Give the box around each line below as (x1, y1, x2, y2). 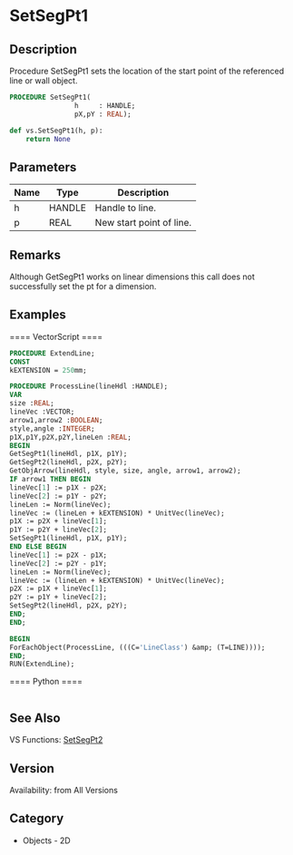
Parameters (9, 160, 77, 175)
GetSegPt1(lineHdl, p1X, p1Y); (9, 450, 128, 459)
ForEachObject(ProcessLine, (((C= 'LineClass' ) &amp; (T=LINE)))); (9, 643, 266, 652)
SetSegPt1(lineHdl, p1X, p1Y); (9, 534, 128, 543)
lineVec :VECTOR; (9, 407, 75, 417)
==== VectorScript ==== (9, 331, 103, 342)
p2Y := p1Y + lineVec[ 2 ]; (9, 593, 107, 602)
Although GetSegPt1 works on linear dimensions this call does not (9, 271, 256, 282)
